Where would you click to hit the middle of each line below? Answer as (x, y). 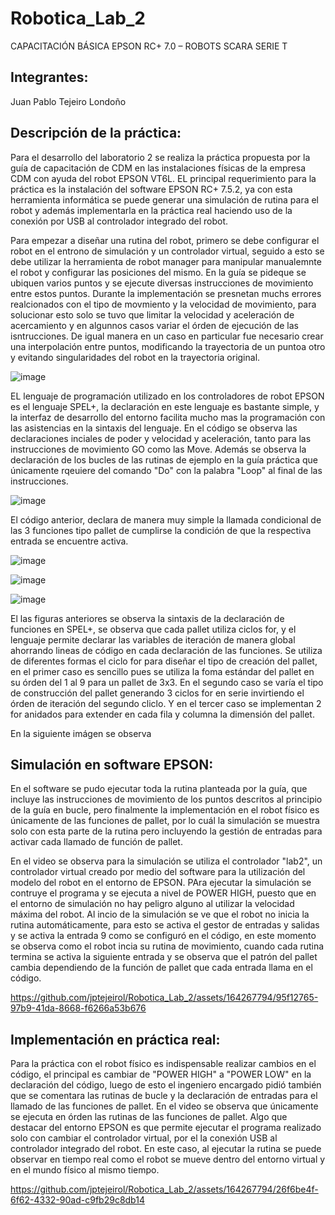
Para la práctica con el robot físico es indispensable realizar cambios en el (163, 1064)
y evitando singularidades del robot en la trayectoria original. (135, 357)
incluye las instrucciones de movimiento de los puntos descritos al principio (166, 799)
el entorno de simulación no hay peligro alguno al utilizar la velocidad (152, 904)
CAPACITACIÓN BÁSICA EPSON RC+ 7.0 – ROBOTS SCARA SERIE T (149, 46)
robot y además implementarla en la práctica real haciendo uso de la (151, 210)
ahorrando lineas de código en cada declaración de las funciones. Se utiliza (166, 650)
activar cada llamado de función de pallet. (96, 842)
